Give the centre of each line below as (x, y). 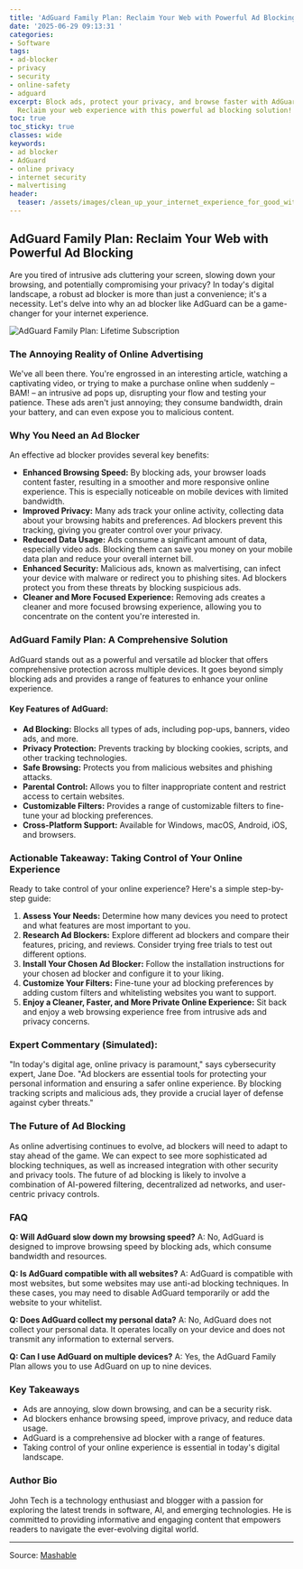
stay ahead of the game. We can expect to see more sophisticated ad (138, 1156)
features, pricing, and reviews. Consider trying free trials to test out (147, 945)
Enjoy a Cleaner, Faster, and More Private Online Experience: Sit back (154, 1002)
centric (23, 1193)
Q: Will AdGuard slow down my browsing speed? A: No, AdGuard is (137, 1237)
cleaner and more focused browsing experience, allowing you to (142, 607)
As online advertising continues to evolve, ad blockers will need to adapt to (149, 1146)
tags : (19, 51)
